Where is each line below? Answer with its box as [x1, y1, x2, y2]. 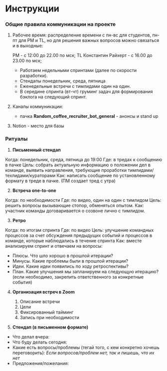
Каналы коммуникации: [12, 103, 63, 110]
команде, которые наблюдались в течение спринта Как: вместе [5, 238, 142, 244]
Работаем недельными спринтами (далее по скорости [19, 67, 137, 73]
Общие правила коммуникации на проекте [5, 21, 116, 28]
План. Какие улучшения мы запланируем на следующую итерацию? [12, 268, 159, 275]
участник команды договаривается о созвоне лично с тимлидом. [5, 208, 146, 214]
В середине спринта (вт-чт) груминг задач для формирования [19, 88, 153, 95]
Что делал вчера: [12, 334, 50, 340]
